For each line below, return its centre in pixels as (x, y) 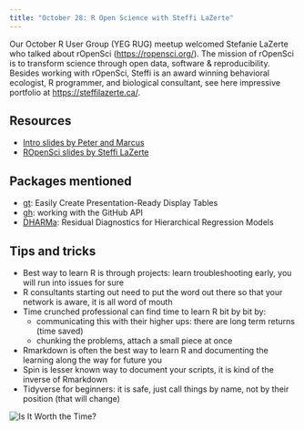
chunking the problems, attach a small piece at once (134, 341)
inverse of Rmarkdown (65, 380)
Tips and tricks (53, 251)
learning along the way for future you (92, 360)
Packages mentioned (71, 181)
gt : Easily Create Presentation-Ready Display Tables (120, 203)
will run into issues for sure (73, 282)
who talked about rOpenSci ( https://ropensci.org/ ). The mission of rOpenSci (152, 53)
